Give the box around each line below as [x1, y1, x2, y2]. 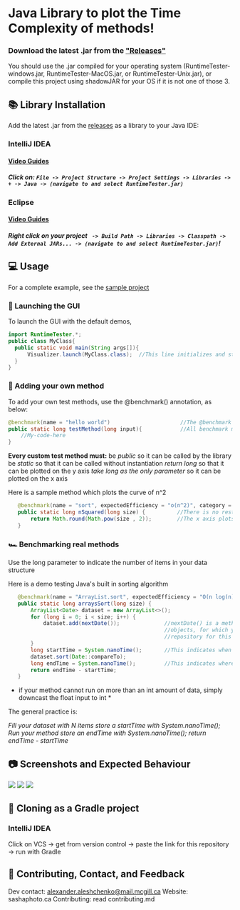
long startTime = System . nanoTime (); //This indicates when [30, 646, 232, 654]
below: [8, 405, 28, 414]
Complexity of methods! [8, 20, 155, 36]
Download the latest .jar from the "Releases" [8, 46, 166, 56]
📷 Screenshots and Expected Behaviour [8, 758, 191, 770]
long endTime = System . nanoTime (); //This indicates [30, 659, 216, 667]
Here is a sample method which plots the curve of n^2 [8, 488, 167, 497]
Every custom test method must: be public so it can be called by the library [8, 451, 232, 460]
